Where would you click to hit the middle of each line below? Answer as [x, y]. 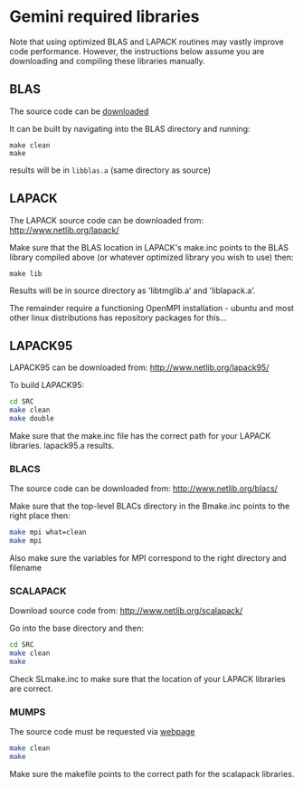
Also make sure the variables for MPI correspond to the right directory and [148, 558]
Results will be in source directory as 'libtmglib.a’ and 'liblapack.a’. [133, 290]
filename [26, 568]
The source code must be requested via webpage [102, 732]
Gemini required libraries [104, 17]
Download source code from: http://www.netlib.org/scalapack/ [126, 611]
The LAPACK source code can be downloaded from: [107, 220]
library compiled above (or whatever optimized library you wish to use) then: [151, 257]
